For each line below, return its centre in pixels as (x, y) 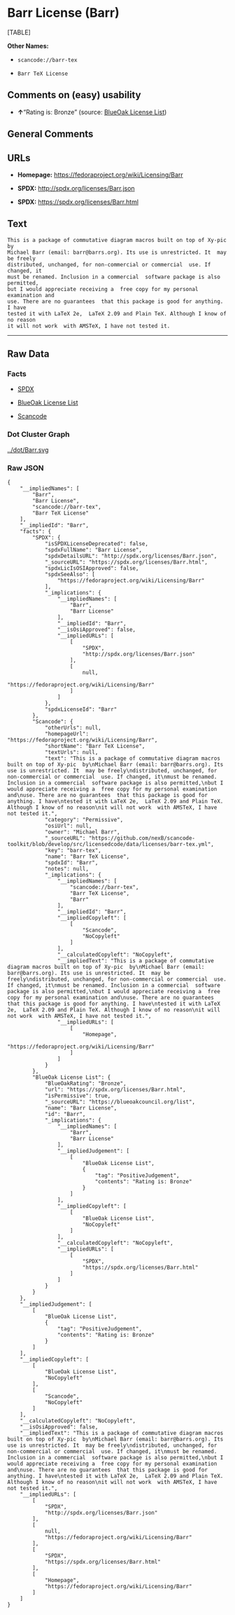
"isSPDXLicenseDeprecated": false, (97, 544)
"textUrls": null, (71, 752)
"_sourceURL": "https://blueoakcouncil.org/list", (120, 1102)
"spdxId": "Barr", (71, 863)
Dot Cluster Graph (38, 435)
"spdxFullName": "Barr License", (93, 550)
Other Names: (28, 46)
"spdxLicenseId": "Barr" (81, 709)
